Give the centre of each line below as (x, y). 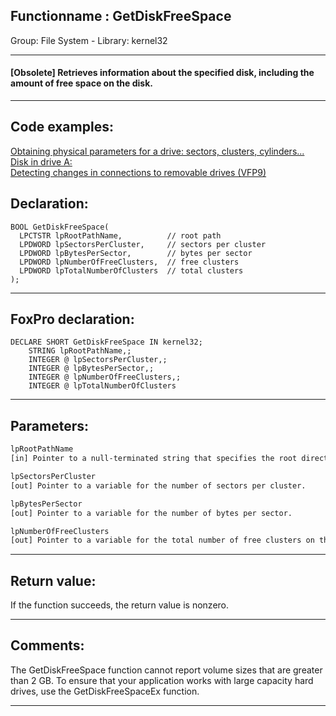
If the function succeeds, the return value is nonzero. (120, 605)
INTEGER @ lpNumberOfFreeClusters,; (105, 377)
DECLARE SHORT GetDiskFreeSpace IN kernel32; (106, 342)
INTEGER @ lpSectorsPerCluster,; (98, 360)
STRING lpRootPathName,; (80, 351)
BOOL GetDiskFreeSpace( (60, 227)
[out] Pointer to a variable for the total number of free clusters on (162, 540)
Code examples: (62, 127)
